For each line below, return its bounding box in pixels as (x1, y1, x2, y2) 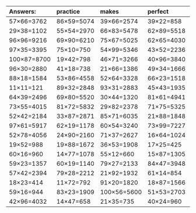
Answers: (9, 8, 36, 15)
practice (56, 8, 80, 15)
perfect (148, 8, 169, 15)
